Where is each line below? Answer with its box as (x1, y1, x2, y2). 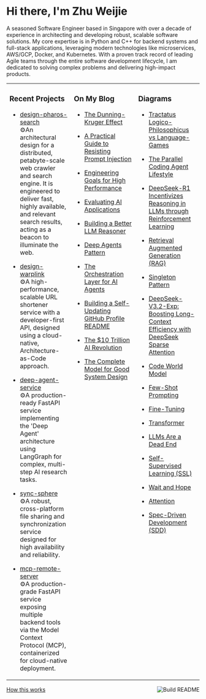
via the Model (20, 625, 59, 634)
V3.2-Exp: (148, 302, 180, 311)
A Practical (84, 131, 116, 140)
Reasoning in (148, 199, 186, 207)
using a (20, 331, 41, 339)
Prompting (148, 391, 179, 400)
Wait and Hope (148, 483, 191, 492)
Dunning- (97, 110, 126, 118)
